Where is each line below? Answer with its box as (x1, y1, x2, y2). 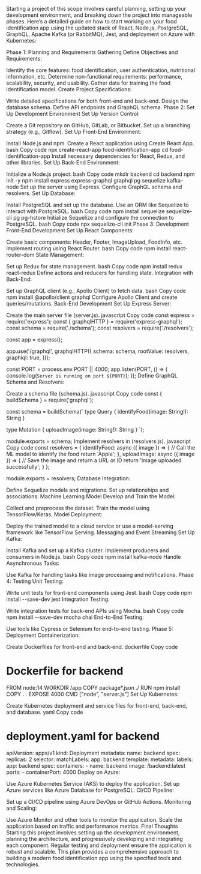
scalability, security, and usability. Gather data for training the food (6, 79, 171, 86)
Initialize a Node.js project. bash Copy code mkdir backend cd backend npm (6, 170, 195, 178)
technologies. (6, 861, 40, 868)
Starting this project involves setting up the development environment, (6, 828, 180, 836)
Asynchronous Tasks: (6, 559, 60, 567)
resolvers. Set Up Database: (6, 190, 76, 197)
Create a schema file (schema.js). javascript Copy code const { (6, 390, 162, 397)
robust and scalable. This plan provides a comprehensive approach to (6, 848, 179, 855)
